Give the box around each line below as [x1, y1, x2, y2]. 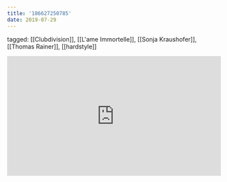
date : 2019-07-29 [7, 16, 57, 23]
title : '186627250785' [7, 10, 72, 17]
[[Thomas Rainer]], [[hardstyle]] [7, 42, 97, 50]
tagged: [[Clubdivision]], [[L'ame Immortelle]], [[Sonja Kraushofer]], [7, 35, 197, 43]
